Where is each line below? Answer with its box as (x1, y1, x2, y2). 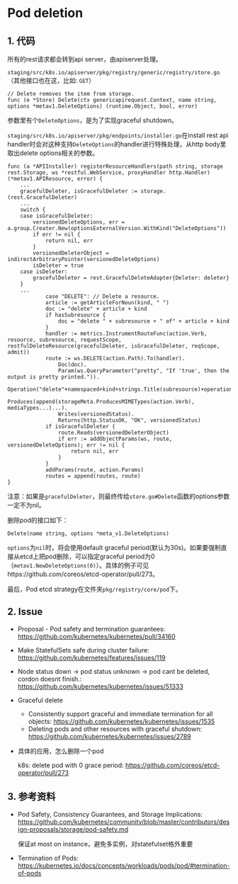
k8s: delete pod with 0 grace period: (17, 761, 124, 769)
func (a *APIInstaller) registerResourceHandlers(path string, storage (7, 163, 223, 170)
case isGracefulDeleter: (20, 212, 93, 219)
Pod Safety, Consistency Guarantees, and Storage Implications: (17, 810, 203, 818)
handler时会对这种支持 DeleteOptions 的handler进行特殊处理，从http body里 (7, 140, 227, 148)
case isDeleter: (20, 268, 69, 275)
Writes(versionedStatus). (57, 411, 135, 418)
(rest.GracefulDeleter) (7, 194, 78, 201)
